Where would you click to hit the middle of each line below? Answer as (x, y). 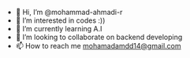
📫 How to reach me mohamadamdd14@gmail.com (98, 46)
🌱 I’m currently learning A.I (59, 29)
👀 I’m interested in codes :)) (60, 20)
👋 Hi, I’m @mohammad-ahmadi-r (69, 12)
